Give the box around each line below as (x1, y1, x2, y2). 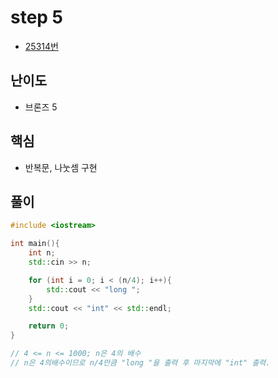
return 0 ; (28, 321, 70, 331)
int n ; (28, 248, 56, 258)
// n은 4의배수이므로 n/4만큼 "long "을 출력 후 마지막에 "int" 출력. (10, 358, 271, 368)
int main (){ (10, 239, 60, 249)
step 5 (10, 6, 64, 29)
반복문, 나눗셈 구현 (24, 161, 98, 173)
